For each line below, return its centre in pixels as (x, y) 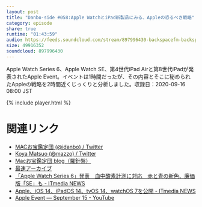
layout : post (23, 12)
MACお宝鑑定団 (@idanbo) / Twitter (59, 147)
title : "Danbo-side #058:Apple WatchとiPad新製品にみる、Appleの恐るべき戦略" (100, 18)
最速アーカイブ (33, 168)
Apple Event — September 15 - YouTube (65, 197)
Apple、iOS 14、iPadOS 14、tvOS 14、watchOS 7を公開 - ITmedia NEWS (105, 191)
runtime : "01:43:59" (32, 34)
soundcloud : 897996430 (35, 51)
